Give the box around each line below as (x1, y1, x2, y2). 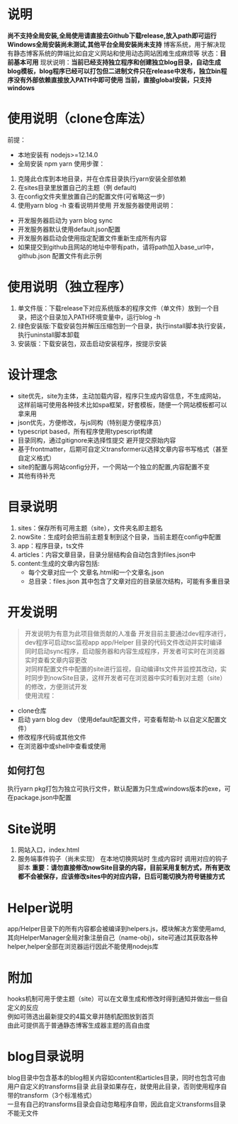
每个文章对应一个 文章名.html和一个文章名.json (28, 568, 164, 577)
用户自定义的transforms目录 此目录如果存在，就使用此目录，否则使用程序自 (7, 1082, 227, 1091)
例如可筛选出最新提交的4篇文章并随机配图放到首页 (7, 1012, 154, 1021)
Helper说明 (7, 900, 73, 916)
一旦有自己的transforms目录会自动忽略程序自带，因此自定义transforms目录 (7, 1100, 227, 1108)
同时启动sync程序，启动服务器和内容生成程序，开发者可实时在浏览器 (24, 647, 225, 655)
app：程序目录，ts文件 (17, 541, 84, 550)
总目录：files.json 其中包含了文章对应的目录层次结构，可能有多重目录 (28, 577, 230, 585)
